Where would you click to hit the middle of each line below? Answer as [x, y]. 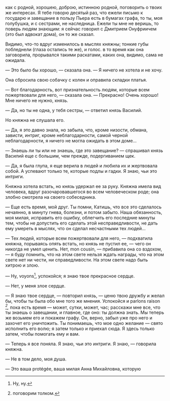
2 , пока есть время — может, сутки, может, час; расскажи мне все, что [83, 307]
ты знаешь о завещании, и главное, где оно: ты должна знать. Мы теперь [85, 313]
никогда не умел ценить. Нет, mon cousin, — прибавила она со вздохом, [84, 249]
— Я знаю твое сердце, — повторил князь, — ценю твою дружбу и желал [85, 296]
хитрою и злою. [22, 265]
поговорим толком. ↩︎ [36, 393]
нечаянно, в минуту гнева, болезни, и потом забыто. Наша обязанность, [84, 212]
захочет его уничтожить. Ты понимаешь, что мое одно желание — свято [84, 323]
